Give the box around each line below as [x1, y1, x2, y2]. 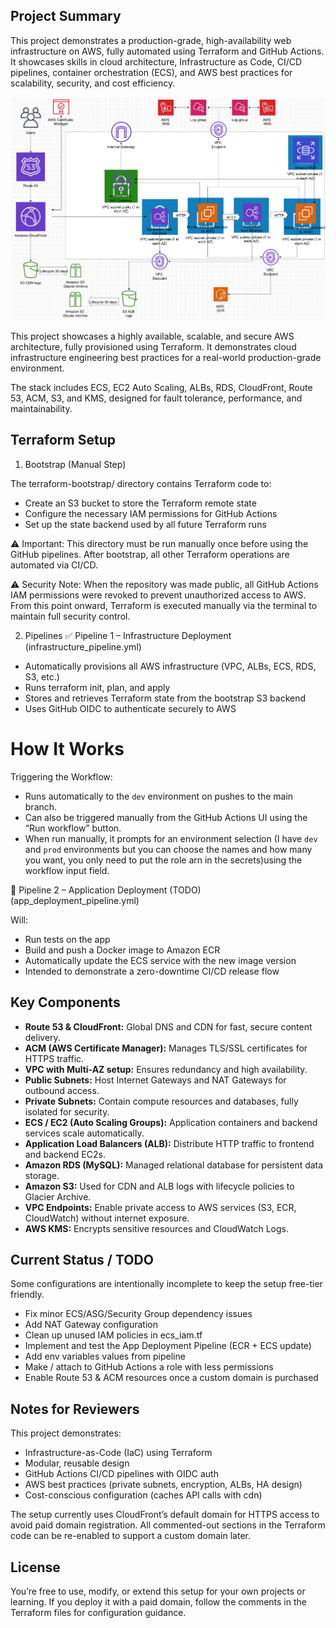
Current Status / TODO [10, 1251, 154, 1268]
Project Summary [10, 8, 122, 25]
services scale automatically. [24, 1127, 145, 1139]
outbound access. [24, 1084, 100, 1096]
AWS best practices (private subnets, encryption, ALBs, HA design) [24, 1479, 303, 1491]
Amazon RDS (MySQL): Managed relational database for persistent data [24, 1159, 324, 1171]
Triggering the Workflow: [10, 770, 113, 783]
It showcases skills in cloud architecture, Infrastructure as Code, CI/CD [10, 55, 303, 68]
